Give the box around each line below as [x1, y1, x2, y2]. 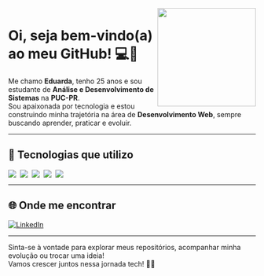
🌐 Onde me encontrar [8, 199, 116, 212]
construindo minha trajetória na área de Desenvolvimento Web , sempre [8, 109, 242, 119]
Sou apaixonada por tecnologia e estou [8, 101, 135, 111]
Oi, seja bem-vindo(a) [8, 27, 153, 45]
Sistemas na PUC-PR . [8, 93, 80, 102]
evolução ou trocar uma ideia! [8, 251, 104, 260]
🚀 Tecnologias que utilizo [8, 149, 134, 162]
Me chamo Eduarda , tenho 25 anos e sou [8, 76, 143, 86]
